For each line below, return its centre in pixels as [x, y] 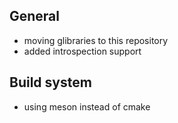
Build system [50, 82]
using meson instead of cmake [87, 106]
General [35, 16]
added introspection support [82, 51]
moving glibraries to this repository [96, 40]
